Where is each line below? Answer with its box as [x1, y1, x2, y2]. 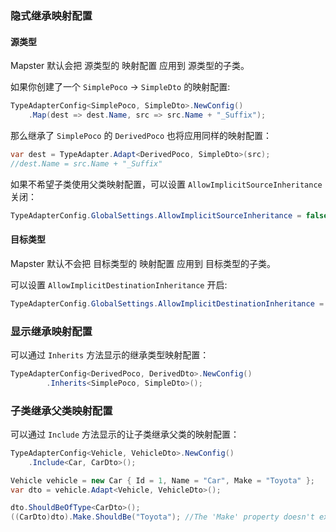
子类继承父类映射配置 [10, 403, 113, 417]
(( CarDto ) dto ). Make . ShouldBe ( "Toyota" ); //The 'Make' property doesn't [10, 512, 315, 522]
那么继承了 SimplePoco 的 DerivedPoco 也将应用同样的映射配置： [10, 129, 273, 141]
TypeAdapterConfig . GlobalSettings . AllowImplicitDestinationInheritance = [10, 298, 325, 309]
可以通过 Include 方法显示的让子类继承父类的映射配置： [10, 428, 240, 440]
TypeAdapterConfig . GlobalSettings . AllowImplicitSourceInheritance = [10, 210, 302, 221]
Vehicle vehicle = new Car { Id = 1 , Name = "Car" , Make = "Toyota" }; [10, 475, 316, 486]
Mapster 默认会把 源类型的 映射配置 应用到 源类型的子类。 [10, 60, 250, 72]
